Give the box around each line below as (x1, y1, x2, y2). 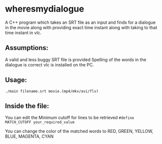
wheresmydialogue (5, 3, 84, 15)
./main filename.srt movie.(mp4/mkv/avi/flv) (5, 89, 98, 94)
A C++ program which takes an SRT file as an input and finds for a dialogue (5, 19, 156, 25)
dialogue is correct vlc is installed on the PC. (5, 62, 94, 67)
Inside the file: (5, 102, 49, 110)
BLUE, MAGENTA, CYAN (5, 133, 54, 139)
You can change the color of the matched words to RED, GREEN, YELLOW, (5, 128, 154, 134)
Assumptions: (5, 44, 49, 52)
